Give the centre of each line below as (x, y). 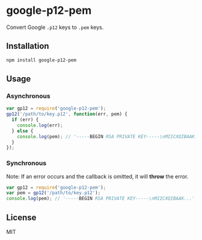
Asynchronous (28, 96)
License (21, 217)
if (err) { (25, 120)
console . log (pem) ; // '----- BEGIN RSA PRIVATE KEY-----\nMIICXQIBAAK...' (101, 199)
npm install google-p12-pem (41, 60)
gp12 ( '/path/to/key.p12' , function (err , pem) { (67, 114)
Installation (28, 46)
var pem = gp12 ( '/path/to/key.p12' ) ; (54, 193)
